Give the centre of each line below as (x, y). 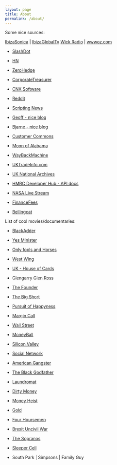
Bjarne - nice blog (30, 127)
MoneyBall (23, 335)
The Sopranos (26, 439)
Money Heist (25, 401)
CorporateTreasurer (32, 80)
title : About (18, 14)
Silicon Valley (25, 344)
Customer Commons (33, 136)
